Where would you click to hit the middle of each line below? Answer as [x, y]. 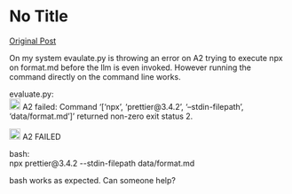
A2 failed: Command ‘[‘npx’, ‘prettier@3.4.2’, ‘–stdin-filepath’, [133, 106]
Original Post [33, 41]
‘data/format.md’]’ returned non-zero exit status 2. [101, 116]
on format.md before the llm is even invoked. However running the [130, 67]
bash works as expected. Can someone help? [92, 180]
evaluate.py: [32, 94]
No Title [39, 16]
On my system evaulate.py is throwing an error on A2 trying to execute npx [146, 58]
